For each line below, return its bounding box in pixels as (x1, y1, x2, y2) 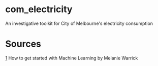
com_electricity (5, 4, 73, 15)
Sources (5, 38, 42, 50)
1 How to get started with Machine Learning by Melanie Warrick (5, 55, 138, 61)
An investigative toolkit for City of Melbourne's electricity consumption (5, 20, 153, 26)
